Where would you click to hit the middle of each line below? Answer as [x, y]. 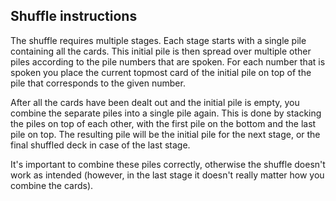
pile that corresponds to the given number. [98, 83]
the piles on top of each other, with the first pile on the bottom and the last [163, 123]
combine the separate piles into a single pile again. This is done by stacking [166, 113]
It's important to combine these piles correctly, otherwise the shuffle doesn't [168, 164]
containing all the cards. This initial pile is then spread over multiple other [161, 51]
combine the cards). [52, 185]
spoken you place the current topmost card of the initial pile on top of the [161, 72]
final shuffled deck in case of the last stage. [100, 145]
